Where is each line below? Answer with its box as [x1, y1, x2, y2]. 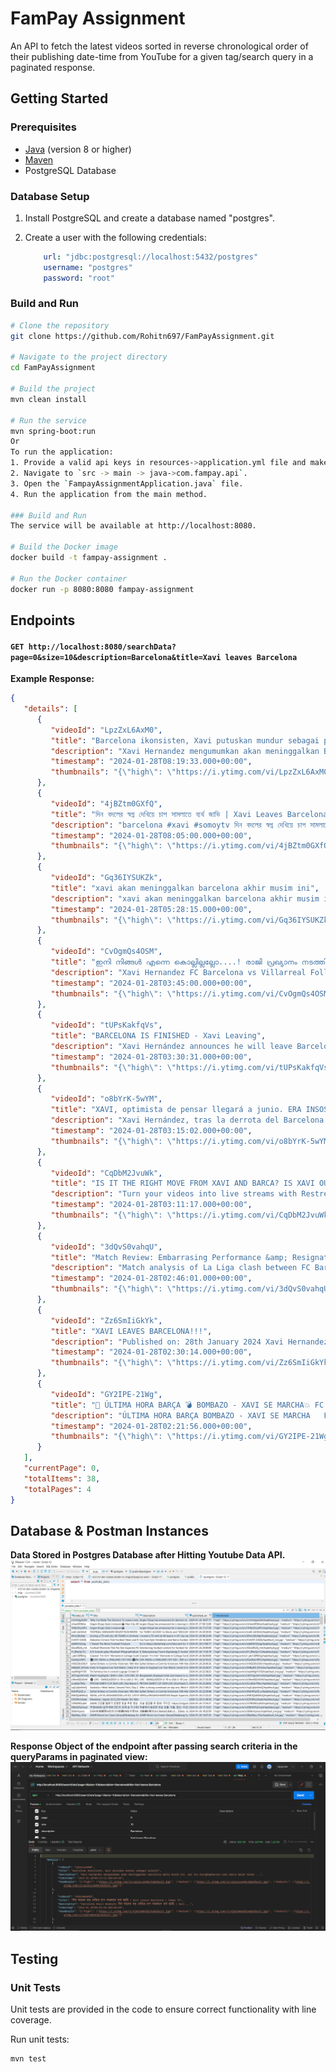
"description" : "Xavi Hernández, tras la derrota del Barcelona [50, 1115, 325, 1126]
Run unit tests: [10, 2033, 70, 2045]
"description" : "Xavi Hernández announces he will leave [50, 1042, 293, 1052]
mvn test [10, 2053, 47, 2064]
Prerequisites [10, 120, 77, 134]
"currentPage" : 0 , [23, 1463, 101, 1474]
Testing [10, 1950, 59, 1967]
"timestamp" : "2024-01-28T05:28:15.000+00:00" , [50, 904, 253, 914]
